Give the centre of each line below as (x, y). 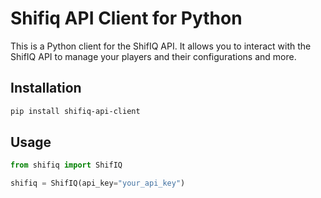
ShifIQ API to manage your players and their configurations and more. (153, 56)
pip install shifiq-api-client (75, 111)
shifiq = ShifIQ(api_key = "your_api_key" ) (98, 183)
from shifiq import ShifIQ (66, 165)
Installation (46, 88)
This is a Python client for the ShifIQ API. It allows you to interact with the (161, 46)
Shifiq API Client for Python (126, 18)
